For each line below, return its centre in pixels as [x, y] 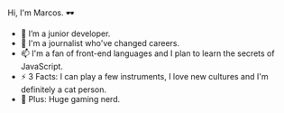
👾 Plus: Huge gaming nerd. [70, 99]
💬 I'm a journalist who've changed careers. [100, 43]
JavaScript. [42, 66]
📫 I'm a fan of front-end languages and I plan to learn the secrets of [147, 53]
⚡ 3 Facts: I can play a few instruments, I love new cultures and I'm [144, 76]
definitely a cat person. [64, 89]
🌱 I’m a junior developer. [65, 33]
